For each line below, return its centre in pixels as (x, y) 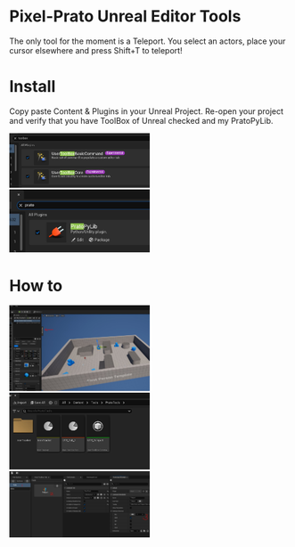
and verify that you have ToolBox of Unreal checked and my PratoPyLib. (141, 120)
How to (36, 286)
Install (33, 87)
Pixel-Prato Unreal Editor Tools (125, 16)
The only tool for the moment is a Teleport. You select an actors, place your (147, 41)
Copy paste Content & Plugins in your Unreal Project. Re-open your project (146, 111)
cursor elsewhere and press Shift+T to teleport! (96, 50)
